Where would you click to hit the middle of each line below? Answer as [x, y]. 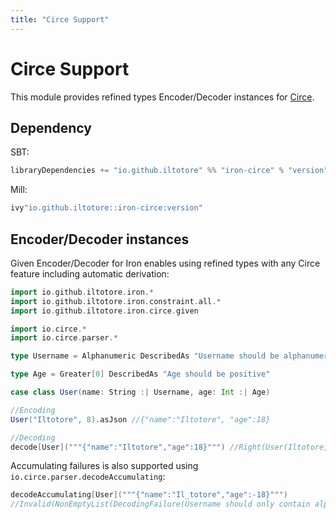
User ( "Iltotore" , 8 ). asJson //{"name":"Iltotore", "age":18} [140, 419]
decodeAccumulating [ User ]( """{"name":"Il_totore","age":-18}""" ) [149, 495]
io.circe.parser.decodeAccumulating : [88, 477]
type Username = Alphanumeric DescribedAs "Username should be [145, 356]
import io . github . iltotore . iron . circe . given [104, 311]
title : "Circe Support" [60, 19]
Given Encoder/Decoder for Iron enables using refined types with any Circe [165, 263]
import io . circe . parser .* [64, 338]
